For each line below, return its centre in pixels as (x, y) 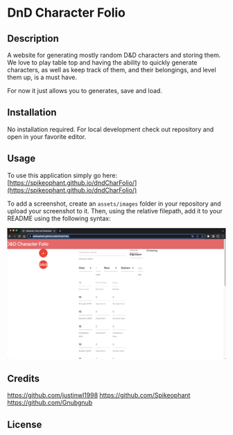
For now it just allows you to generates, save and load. (85, 91)
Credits (24, 378)
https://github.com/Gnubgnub (50, 403)
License (25, 424)
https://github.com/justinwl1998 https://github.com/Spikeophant (99, 395)
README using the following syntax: (59, 218)
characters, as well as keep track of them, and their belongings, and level (112, 70)
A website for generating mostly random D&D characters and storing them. (114, 55)
